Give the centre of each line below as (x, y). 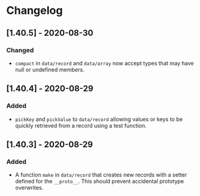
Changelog (35, 11)
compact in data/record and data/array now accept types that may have (104, 63)
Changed (20, 50)
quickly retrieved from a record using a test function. (81, 125)
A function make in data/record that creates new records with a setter (101, 175)
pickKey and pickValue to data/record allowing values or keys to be (99, 119)
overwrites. (29, 188)
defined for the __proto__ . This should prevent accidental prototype (99, 181)
